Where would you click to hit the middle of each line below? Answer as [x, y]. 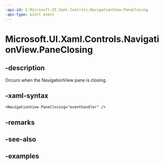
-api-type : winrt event [30, 14]
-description [25, 68]
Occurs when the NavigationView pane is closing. [56, 80]
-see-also [21, 139]
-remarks [20, 122]
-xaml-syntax [27, 95]
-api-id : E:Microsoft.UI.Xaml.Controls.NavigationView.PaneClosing [77, 10]
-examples [22, 156]
